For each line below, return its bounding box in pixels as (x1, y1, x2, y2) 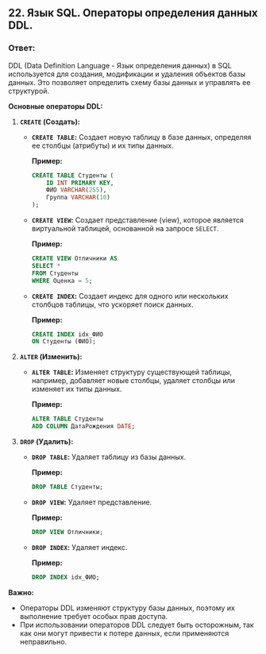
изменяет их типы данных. (31, 385, 122, 394)
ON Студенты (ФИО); (31, 338, 97, 346)
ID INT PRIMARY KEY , (46, 179, 114, 187)
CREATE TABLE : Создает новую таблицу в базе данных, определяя (31, 132, 252, 141)
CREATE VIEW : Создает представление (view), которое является (31, 215, 244, 225)
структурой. (8, 86, 50, 95)
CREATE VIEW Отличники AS (31, 254, 118, 263)
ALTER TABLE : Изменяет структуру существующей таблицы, (31, 367, 233, 377)
